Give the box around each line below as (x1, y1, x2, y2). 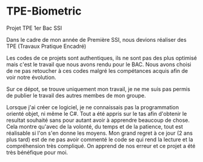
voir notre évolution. (6, 73, 56, 81)
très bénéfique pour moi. (6, 149, 68, 156)
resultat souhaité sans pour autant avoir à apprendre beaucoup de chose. (6, 116, 190, 124)
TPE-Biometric (6, 4, 82, 18)
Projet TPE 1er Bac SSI (6, 24, 62, 32)
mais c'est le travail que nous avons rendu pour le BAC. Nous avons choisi (6, 61, 191, 68)
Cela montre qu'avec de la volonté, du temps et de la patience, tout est (6, 123, 184, 130)
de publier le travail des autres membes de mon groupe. (6, 92, 147, 99)
